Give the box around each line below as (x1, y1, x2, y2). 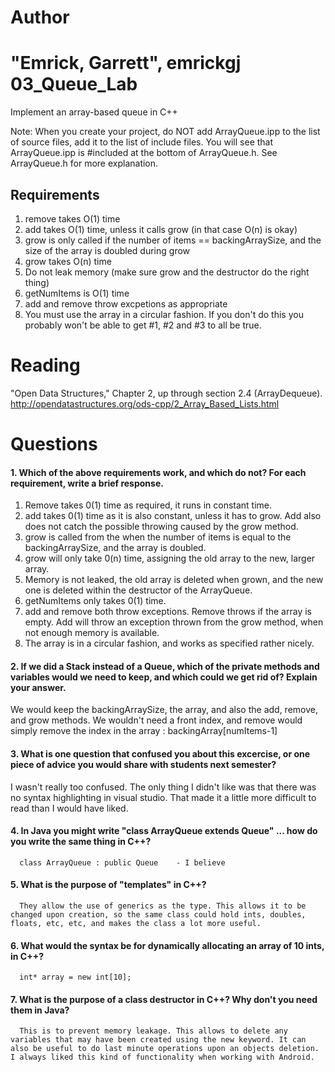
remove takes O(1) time (24, 212, 121, 225)
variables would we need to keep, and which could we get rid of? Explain (10, 671, 318, 683)
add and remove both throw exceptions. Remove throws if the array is (24, 606, 312, 618)
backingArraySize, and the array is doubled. (24, 542, 207, 554)
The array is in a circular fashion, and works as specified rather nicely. (24, 637, 315, 650)
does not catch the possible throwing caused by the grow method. (24, 521, 299, 533)
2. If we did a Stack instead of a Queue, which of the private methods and (10, 660, 320, 672)
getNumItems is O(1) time (24, 287, 130, 299)
